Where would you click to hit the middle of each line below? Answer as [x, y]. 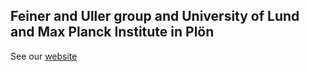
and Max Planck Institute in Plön [112, 32]
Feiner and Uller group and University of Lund [155, 16]
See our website [44, 56]
